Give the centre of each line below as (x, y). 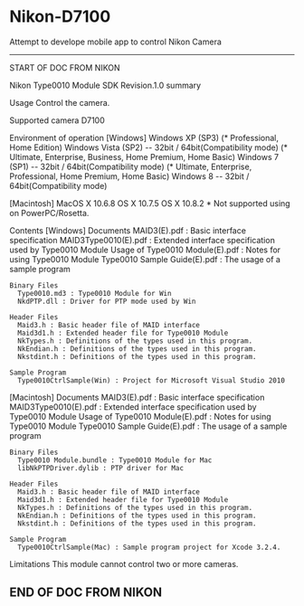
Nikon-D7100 (60, 17)
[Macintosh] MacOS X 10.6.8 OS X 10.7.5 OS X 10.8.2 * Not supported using (150, 203)
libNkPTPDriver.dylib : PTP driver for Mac (100, 468)
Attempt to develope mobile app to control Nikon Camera (115, 42)
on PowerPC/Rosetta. (49, 213)
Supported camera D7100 (57, 120)
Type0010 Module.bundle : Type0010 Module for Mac (115, 460)
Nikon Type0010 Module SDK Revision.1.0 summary (105, 85)
